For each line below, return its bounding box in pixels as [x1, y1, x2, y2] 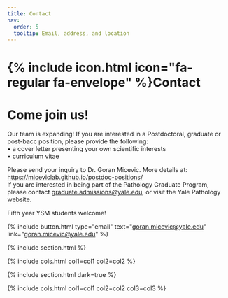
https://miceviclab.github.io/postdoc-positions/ [7, 173, 143, 182]
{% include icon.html [7, 60, 132, 76]
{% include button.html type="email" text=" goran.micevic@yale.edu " [7, 222, 207, 231]
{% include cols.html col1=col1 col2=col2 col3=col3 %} [7, 284, 166, 292]
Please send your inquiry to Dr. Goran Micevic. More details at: [7, 166, 187, 174]
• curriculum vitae [7, 152, 59, 161]
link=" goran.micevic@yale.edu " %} [7, 230, 109, 239]
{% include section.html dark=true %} [7, 271, 117, 279]
